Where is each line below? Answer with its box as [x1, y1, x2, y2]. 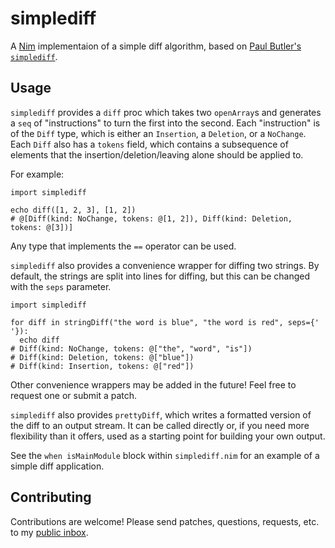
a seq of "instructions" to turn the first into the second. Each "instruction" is [10, 117, 321, 129]
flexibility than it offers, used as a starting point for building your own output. [10, 430, 326, 442]
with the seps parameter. [10, 280, 112, 292]
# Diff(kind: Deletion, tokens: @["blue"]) [10, 352, 195, 362]
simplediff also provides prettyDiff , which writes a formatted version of [10, 408, 312, 421]
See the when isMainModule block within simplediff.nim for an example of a [10, 449, 320, 461]
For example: [10, 168, 65, 180]
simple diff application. [10, 460, 105, 472]
